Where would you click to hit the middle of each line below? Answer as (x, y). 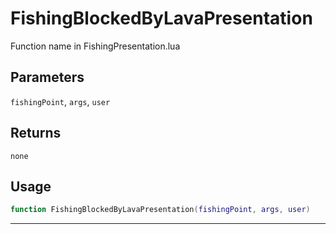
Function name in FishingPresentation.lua (95, 46)
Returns (36, 133)
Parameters (47, 77)
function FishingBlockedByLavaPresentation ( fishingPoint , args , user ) (160, 210)
